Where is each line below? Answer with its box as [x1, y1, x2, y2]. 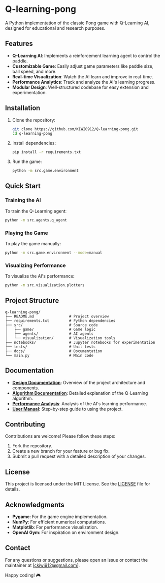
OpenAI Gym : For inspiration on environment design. [12, 530, 120, 535]
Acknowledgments [5, 500, 65, 509]
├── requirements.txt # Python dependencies [5, 318, 116, 323]
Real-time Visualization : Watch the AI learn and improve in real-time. [12, 73, 153, 80]
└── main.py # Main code [5, 353, 94, 358]
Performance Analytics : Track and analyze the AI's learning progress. [12, 79, 156, 85]
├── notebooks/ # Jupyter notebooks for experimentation [5, 340, 155, 345]
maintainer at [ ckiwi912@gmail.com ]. [5, 562, 80, 568]
